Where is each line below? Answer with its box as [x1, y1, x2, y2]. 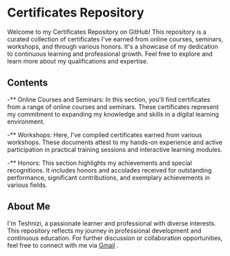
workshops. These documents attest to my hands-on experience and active [7, 138, 223, 146]
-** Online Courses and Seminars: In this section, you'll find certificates [7, 95, 211, 104]
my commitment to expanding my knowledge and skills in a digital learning [7, 110, 220, 118]
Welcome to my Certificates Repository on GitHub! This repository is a [7, 28, 207, 36]
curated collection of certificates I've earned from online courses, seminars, [7, 35, 223, 43]
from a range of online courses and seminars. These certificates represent [7, 102, 219, 111]
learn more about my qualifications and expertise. [7, 57, 148, 65]
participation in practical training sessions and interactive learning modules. [7, 145, 223, 153]
